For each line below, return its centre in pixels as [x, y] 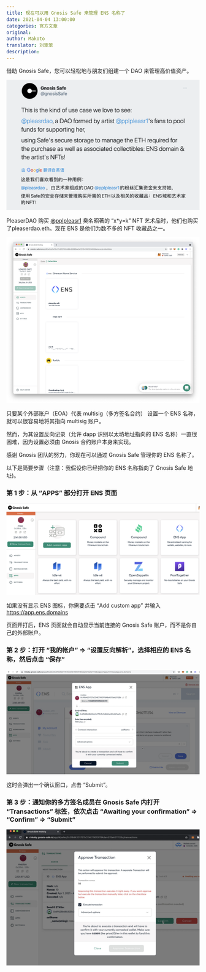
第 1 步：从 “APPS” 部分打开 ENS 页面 [62, 492]
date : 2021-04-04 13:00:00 [41, 19]
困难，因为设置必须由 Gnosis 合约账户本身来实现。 [71, 442]
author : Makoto [26, 39]
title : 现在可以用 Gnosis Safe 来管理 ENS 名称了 [66, 13]
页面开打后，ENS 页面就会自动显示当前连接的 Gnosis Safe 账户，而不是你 [99, 625]
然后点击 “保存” [42, 659]
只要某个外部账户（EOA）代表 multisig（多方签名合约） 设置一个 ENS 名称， [103, 413]
